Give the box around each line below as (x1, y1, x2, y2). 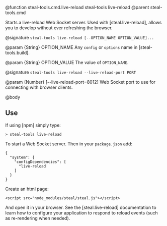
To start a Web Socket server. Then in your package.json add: (5, 141, 132, 147)
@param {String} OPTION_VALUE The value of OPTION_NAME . (5, 60, 129, 65)
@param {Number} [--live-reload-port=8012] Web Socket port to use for (5, 79, 156, 85)
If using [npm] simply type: (5, 122, 61, 128)
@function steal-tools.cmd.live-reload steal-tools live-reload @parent (5, 5, 149, 10)
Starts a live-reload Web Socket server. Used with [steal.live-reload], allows (5, 20, 162, 25)
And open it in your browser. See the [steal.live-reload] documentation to (5, 204, 157, 210)
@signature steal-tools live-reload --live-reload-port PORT (5, 69, 136, 75)
